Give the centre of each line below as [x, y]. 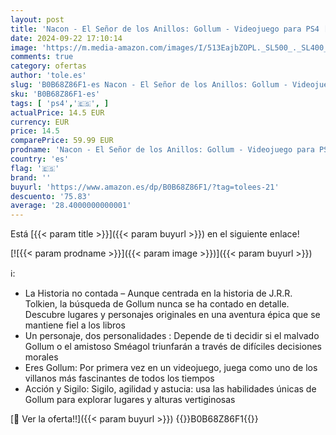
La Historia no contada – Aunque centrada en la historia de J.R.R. [158, 293]
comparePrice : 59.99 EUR [62, 141]
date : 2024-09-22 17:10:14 [66, 38]
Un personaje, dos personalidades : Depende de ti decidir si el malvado [172, 336]
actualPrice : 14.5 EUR [57, 112]
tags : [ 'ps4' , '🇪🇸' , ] [60, 103]
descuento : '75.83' [51, 196]
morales [41, 357]
